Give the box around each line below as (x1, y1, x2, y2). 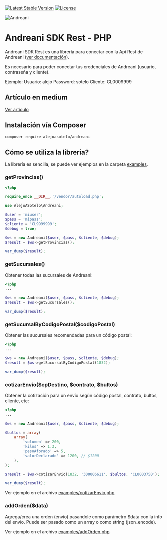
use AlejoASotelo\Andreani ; (5, 203, 64, 208)
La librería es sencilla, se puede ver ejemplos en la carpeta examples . (5, 161, 148, 167)
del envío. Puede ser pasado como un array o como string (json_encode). (5, 519, 156, 525)
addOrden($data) (5, 502, 48, 509)
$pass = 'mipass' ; (5, 217, 43, 222)
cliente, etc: (5, 398, 29, 404)
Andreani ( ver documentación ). (5, 54, 70, 60)
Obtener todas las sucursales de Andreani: (5, 272, 93, 278)
